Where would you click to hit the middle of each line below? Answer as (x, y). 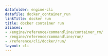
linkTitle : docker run (28, 19)
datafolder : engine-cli (29, 9)
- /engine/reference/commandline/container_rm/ (54, 32)
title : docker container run (35, 23)
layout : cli (17, 46)
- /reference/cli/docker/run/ (36, 41)
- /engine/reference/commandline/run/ (44, 37)
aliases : (14, 28)
